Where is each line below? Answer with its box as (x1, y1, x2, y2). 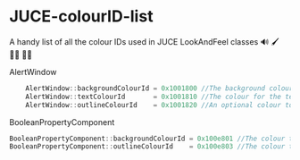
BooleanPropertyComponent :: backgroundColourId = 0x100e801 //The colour (9, 134, 286, 143)
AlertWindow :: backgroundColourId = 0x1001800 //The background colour (25, 83, 294, 93)
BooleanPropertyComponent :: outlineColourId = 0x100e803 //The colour (9, 142, 286, 151)
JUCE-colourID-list (9, 6, 154, 27)
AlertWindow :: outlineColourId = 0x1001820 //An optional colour (25, 100, 281, 109)
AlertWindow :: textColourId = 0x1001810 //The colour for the (25, 92, 281, 101)
